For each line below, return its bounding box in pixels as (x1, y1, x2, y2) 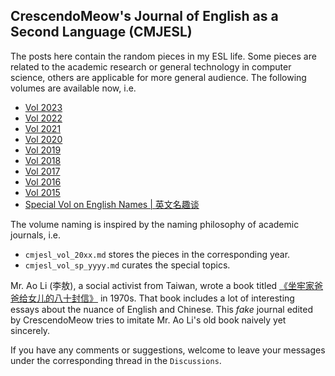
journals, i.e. (10, 229, 62, 241)
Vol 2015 (24, 186, 61, 198)
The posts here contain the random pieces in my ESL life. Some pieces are (10, 50, 317, 62)
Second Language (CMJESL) (10, 24, 193, 41)
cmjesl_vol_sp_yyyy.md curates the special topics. (24, 259, 231, 271)
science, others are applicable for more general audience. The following (10, 71, 307, 83)
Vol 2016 (24, 175, 62, 188)
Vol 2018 (24, 154, 62, 166)
